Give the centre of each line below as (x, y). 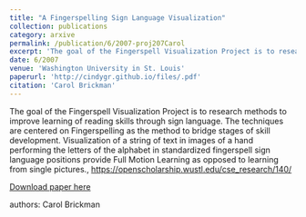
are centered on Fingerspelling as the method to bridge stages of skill (140, 130)
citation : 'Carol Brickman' (63, 85)
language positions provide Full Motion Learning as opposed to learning (144, 159)
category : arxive (42, 35)
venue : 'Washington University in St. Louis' (97, 69)
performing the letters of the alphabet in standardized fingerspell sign (140, 150)
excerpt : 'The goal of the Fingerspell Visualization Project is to (142, 52)
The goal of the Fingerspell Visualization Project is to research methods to (148, 111)
